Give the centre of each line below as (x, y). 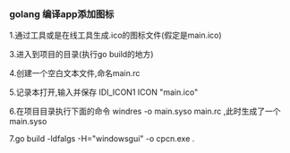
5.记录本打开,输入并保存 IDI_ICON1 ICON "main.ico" (104, 92)
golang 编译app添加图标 (62, 13)
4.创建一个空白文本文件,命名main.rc (75, 73)
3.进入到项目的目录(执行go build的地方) (81, 55)
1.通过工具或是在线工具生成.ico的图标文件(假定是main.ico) (115, 35)
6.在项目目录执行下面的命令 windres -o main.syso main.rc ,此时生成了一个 (145, 111)
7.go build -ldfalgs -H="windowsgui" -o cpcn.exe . (102, 139)
